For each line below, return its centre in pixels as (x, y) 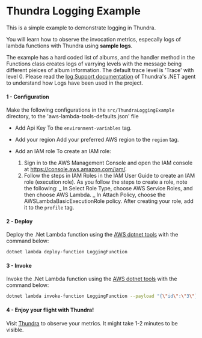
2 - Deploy (20, 221)
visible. (15, 330)
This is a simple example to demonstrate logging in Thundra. (81, 28)
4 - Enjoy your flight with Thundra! (50, 310)
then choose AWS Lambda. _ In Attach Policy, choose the (95, 195)
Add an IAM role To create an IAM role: (63, 151)
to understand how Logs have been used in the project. (75, 83)
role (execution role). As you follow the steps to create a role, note (106, 182)
